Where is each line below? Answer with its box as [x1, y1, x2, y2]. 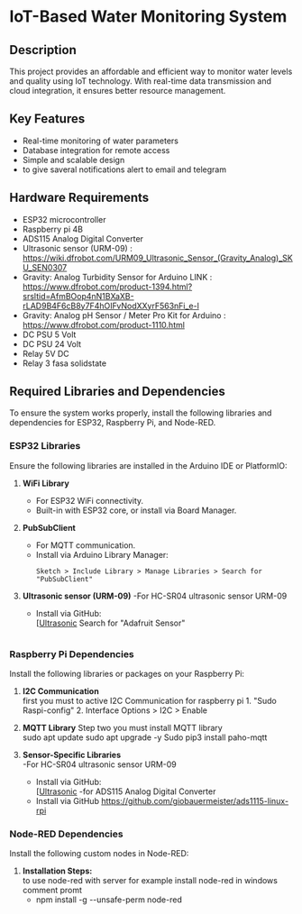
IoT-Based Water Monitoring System [9, 6, 288, 27]
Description [9, 42, 77, 58]
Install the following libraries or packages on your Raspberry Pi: [9, 669, 245, 680]
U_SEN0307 [22, 261, 68, 272]
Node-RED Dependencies [9, 827, 124, 840]
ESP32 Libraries [9, 440, 81, 452]
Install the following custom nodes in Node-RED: [9, 848, 189, 859]
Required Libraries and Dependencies [9, 384, 225, 399]
